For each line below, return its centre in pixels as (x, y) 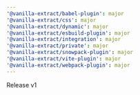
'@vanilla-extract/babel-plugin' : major (66, 14)
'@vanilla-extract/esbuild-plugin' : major (68, 33)
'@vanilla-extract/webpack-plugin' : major (68, 65)
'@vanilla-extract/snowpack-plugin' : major (70, 53)
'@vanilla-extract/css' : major (51, 20)
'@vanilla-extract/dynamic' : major (58, 26)
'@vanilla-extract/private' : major (58, 46)
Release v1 (22, 85)
